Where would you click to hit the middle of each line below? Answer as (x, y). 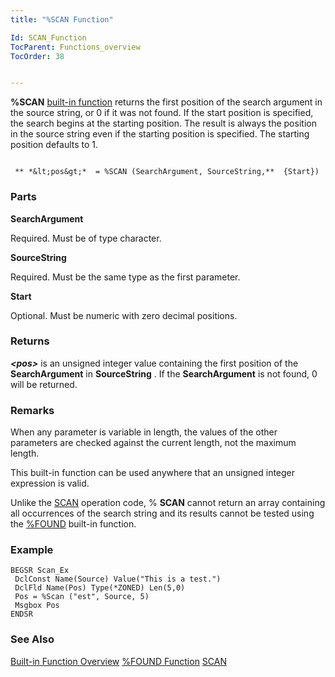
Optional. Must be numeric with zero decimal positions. (124, 315)
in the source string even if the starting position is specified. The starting (160, 134)
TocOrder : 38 (37, 56)
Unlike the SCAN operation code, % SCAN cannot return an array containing (168, 503)
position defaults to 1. (54, 145)
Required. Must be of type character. (86, 238)
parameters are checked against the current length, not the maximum (153, 443)
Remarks (32, 410)
